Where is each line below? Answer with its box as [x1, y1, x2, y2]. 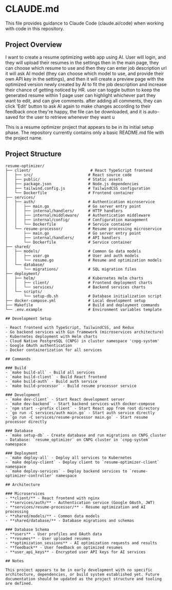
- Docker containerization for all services [5, 347, 102, 352]
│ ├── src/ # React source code [5, 172, 132, 178]
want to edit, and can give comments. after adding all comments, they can [5, 97, 162, 104]
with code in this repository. [5, 25, 64, 31]
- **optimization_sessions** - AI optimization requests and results [5, 540, 158, 545]
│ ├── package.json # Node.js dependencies [5, 181, 139, 186]
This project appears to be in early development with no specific [5, 567, 153, 573]
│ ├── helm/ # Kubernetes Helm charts [5, 276, 144, 281]
